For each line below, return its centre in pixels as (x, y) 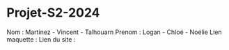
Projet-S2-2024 (53, 13)
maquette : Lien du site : (41, 39)
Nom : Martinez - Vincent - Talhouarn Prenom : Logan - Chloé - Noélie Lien (114, 32)
